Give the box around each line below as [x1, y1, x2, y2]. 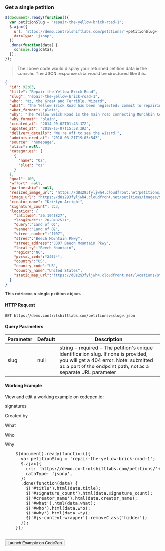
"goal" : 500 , [9, 177, 36, 182]
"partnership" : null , [9, 185, 54, 191]
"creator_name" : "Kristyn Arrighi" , [9, 199, 84, 204]
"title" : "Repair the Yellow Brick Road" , [9, 89, 98, 94]
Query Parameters [5, 324, 44, 330]
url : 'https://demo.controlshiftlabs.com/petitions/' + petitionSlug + [14, 29, 157, 34]
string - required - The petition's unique [59, 344, 153, 351]
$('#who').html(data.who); [26, 505, 91, 511]
